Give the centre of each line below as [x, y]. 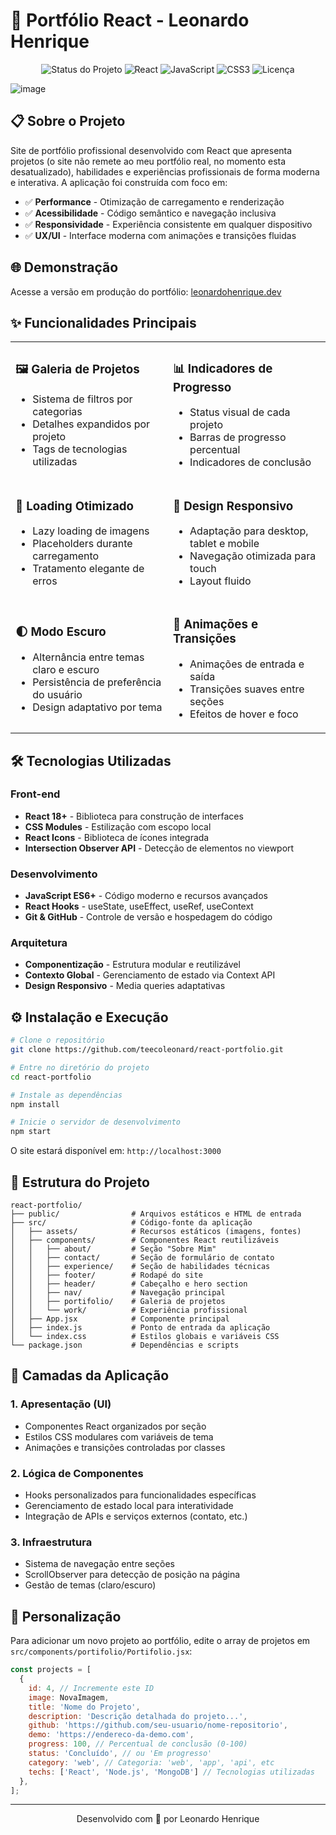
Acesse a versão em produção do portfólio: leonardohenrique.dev [146, 291]
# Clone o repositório [57, 1040]
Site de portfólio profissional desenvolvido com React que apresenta [151, 150]
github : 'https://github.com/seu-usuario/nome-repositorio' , [158, 1725]
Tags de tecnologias [80, 449]
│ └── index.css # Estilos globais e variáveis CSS [145, 1337]
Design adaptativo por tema [97, 707]
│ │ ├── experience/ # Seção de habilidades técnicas [140, 1267]
